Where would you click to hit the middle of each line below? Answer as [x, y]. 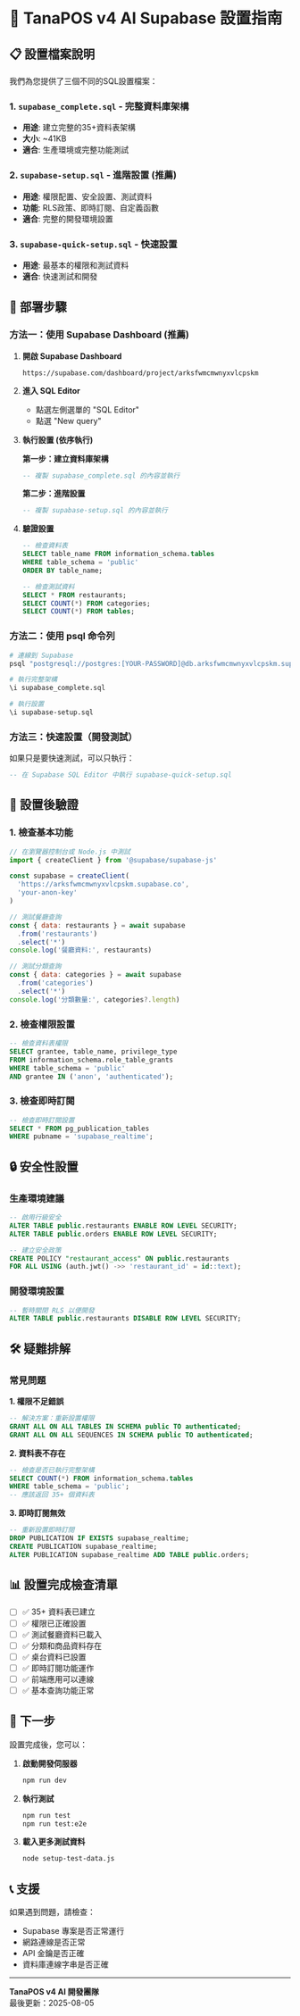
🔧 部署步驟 [38, 308]
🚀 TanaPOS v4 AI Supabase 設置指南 [146, 18]
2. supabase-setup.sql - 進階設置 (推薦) [93, 175]
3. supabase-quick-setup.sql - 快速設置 [93, 244]
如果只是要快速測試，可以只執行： [72, 758]
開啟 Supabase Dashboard [72, 356]
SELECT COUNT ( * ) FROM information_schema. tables [101, 1479]
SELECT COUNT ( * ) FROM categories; [86, 604]
